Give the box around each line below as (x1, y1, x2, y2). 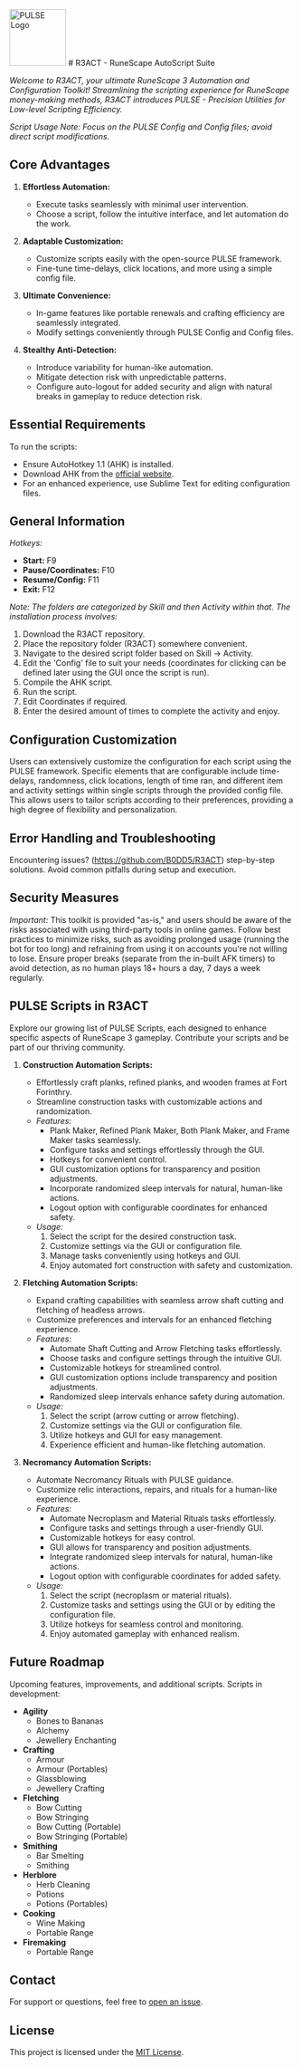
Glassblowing (35, 1773, 87, 1783)
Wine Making (35, 1917, 86, 1928)
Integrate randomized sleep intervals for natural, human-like (49, 1551, 273, 1562)
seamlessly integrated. (35, 317, 121, 328)
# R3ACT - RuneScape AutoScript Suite (67, 58, 215, 68)
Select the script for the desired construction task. (49, 1231, 237, 1242)
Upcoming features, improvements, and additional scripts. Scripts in (9, 1678, 263, 1689)
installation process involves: (9, 611, 118, 622)
